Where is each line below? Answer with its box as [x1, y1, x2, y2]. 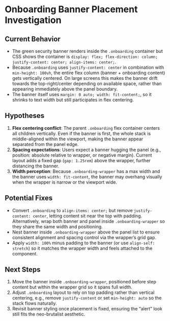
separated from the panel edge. [12, 141, 79, 147]
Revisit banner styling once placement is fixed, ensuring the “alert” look [12, 306, 162, 312]
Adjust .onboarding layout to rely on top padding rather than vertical [12, 289, 155, 296]
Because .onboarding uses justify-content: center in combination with [12, 65, 164, 70]
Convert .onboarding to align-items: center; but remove [12, 207, 133, 213]
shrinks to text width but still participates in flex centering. [12, 97, 134, 103]
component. [12, 250, 38, 256]
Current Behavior [5, 35, 61, 43]
